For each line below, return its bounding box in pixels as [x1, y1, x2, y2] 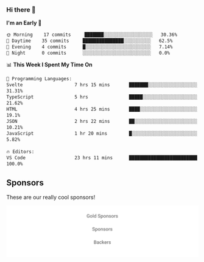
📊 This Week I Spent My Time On [6, 61, 93, 69]
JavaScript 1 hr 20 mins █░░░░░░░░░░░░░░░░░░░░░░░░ [6, 131, 198, 137]
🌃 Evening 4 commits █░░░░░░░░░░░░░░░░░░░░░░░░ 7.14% [6, 44, 173, 50]
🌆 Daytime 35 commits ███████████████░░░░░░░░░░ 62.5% [6, 38, 173, 44]
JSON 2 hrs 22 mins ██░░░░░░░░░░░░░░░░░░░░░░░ [6, 119, 198, 125]
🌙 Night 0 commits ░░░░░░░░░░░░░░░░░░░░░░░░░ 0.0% [6, 50, 171, 57]
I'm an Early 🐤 [6, 19, 42, 27]
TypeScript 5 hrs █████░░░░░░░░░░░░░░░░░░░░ [6, 94, 198, 100]
